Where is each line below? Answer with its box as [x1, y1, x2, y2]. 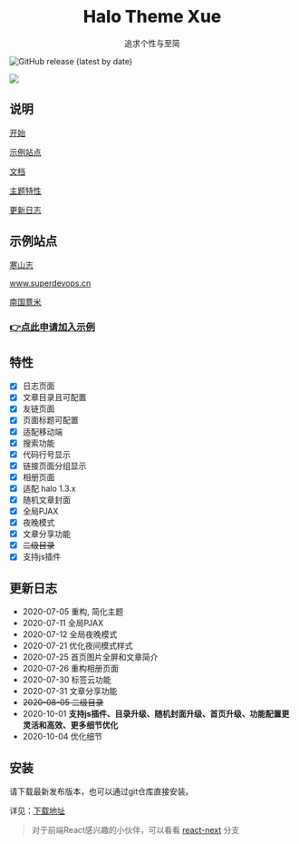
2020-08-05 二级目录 [22, 697, 104, 708]
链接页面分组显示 [22, 460, 87, 471]
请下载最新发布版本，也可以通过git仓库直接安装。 [9, 786, 194, 797]
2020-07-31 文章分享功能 [22, 686, 118, 697]
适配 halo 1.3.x [22, 483, 76, 494]
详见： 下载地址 [9, 805, 65, 816]
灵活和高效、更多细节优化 [22, 720, 119, 731]
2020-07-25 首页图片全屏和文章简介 [22, 652, 159, 662]
